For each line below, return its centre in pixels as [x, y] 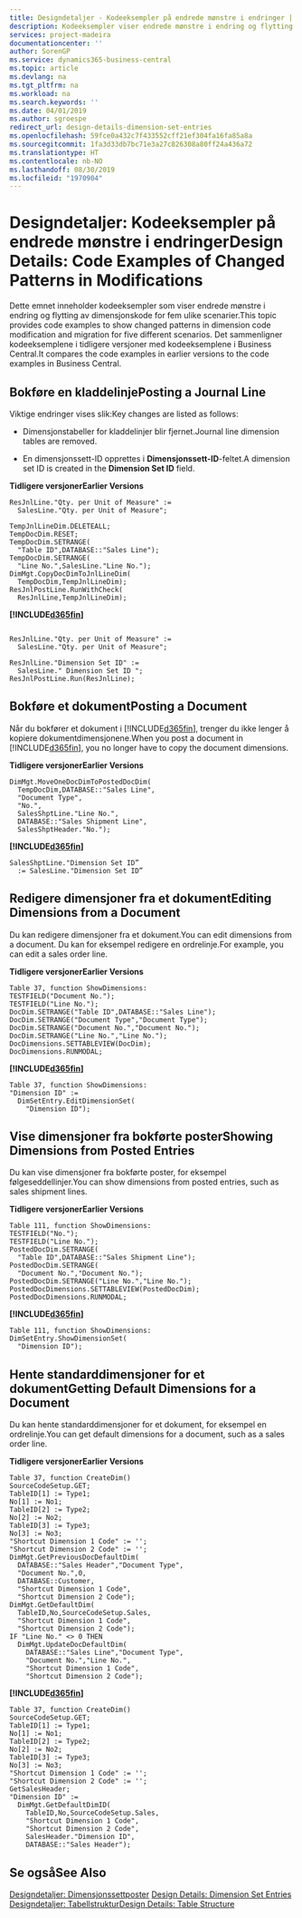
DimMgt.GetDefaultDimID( [64, 1806]
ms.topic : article [44, 69]
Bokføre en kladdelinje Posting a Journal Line [138, 392]
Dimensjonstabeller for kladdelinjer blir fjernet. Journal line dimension [151, 431]
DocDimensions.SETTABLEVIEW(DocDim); [80, 1044]
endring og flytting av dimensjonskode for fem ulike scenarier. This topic [143, 316]
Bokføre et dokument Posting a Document [128, 707]
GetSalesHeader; [40, 1789]
